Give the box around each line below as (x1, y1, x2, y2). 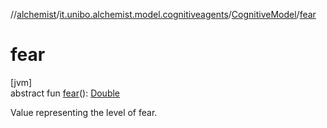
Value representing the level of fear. (10, 106, 158, 118)
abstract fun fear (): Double (10, 87, 121, 99)
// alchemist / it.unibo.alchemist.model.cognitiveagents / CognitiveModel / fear (10, 9, 317, 20)
